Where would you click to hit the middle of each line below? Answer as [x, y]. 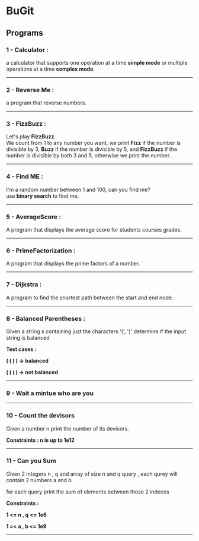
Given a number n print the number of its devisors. [68, 428]
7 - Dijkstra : [24, 284]
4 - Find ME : [25, 176]
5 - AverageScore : [33, 217]
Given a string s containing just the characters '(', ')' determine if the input [96, 331]
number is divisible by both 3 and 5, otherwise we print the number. [89, 156]
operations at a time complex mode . [51, 69]
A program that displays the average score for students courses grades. [94, 230]
